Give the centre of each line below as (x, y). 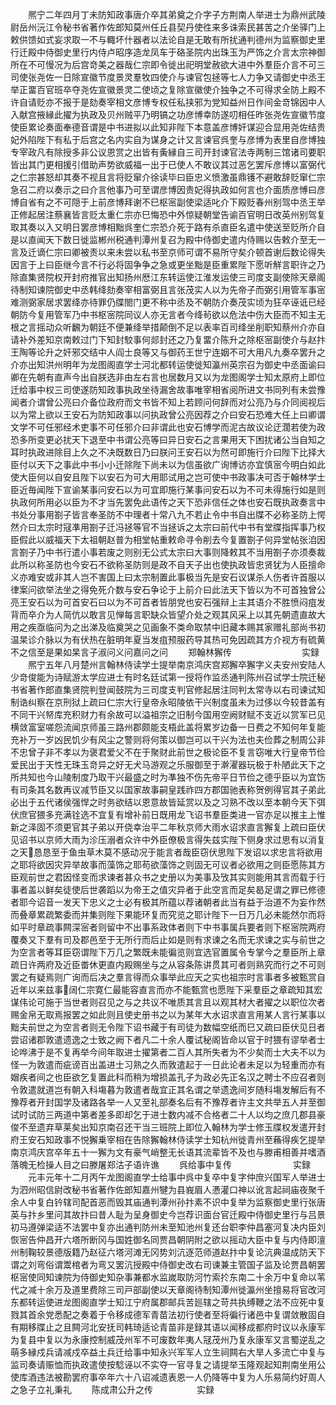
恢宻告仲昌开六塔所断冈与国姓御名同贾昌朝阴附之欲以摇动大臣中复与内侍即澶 (168, 1239)
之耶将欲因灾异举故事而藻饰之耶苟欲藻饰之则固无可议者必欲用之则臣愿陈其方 (168, 864)
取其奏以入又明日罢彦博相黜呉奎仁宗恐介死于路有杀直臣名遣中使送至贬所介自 (168, 227)
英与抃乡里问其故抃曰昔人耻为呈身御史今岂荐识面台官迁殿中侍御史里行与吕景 (168, 1214)
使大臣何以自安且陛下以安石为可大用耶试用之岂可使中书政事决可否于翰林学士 (168, 477)
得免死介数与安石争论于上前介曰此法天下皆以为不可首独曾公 (202, 589)
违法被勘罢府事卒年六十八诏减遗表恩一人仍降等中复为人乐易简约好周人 (181, 1377)
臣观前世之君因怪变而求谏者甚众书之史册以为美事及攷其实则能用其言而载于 (163, 877)
